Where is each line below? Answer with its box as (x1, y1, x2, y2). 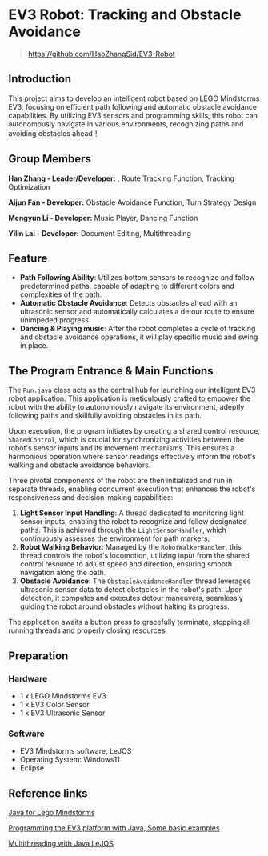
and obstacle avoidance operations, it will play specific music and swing (19, 332, 258, 342)
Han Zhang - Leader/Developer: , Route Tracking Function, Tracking (8, 174, 234, 183)
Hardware (8, 673, 48, 684)
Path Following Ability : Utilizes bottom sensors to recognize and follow (19, 273, 255, 282)
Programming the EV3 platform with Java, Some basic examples (8, 822, 220, 833)
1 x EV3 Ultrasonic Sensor (19, 708, 106, 718)
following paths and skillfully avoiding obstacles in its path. (8, 410, 202, 421)
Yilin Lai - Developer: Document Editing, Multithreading (8, 228, 192, 238)
